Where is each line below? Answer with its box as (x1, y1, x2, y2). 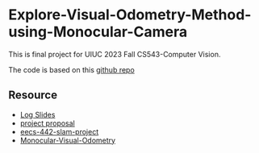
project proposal (19, 118, 75, 128)
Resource (8, 89, 58, 102)
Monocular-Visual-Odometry (19, 135, 115, 145)
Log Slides (19, 110, 56, 119)
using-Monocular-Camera (8, 23, 188, 41)
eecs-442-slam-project (19, 126, 99, 136)
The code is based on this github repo (8, 64, 135, 74)
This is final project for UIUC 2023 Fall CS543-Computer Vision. (8, 49, 221, 59)
